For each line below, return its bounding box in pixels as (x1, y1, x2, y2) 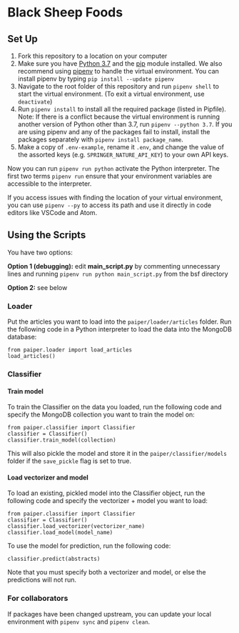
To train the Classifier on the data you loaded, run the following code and (7, 403, 223, 412)
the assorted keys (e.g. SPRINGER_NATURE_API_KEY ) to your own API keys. (17, 151, 229, 159)
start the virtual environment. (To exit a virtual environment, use (17, 90, 205, 98)
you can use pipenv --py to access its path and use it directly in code (7, 201, 212, 209)
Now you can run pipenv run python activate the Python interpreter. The (7, 164, 220, 172)
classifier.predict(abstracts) (7, 555, 101, 563)
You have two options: (7, 248, 73, 256)
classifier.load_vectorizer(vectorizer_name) (7, 523, 145, 530)
